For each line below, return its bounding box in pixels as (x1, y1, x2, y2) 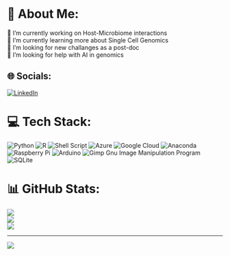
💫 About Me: (7, 6, 79, 22)
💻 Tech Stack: (7, 114, 92, 129)
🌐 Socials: (7, 71, 52, 82)
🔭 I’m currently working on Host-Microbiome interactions (7, 29, 168, 37)
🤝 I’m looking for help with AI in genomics (7, 51, 125, 59)
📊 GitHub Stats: (7, 181, 101, 196)
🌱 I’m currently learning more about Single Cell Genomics (7, 36, 169, 44)
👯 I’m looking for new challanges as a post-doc (7, 43, 140, 51)
